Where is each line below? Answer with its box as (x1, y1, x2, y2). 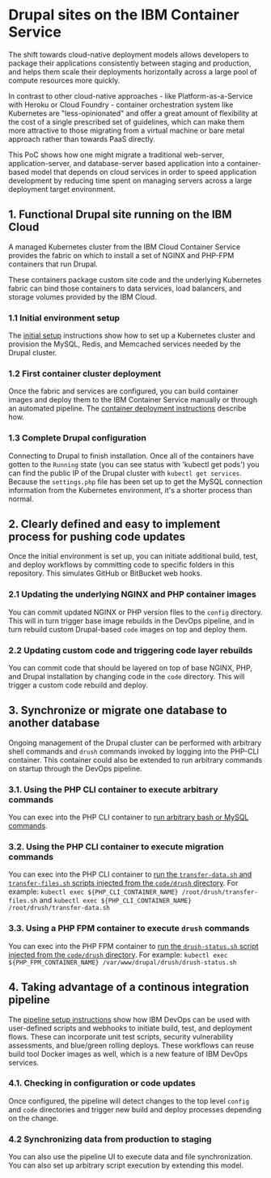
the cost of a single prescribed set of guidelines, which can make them (8, 117, 245, 126)
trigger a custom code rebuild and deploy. (8, 680, 148, 690)
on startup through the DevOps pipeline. (8, 763, 143, 773)
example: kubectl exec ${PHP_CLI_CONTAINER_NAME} (8, 887, 179, 896)
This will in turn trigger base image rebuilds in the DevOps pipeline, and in (8, 615, 255, 625)
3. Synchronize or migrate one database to (8, 704, 228, 717)
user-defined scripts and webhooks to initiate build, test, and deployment (8, 1023, 252, 1033)
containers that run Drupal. (8, 259, 99, 269)
